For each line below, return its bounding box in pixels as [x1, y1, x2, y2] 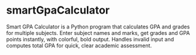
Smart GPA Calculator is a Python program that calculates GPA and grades [6, 23, 190, 30]
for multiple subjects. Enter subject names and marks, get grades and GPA [6, 29, 190, 36]
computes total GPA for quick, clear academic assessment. [6, 42, 152, 49]
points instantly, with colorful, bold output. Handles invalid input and [6, 35, 174, 43]
